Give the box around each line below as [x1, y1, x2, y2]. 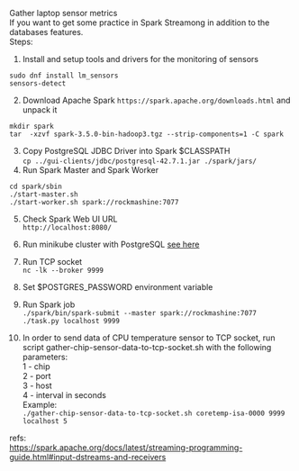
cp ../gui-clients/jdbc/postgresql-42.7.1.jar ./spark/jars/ [22, 157, 258, 166]
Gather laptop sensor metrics [9, 8, 118, 18]
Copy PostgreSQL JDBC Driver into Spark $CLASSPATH [22, 146, 231, 156]
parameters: [22, 351, 68, 362]
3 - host [22, 380, 52, 391]
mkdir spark [9, 122, 54, 131]
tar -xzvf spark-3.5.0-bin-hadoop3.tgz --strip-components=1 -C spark [9, 130, 284, 139]
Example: [22, 400, 58, 410]
